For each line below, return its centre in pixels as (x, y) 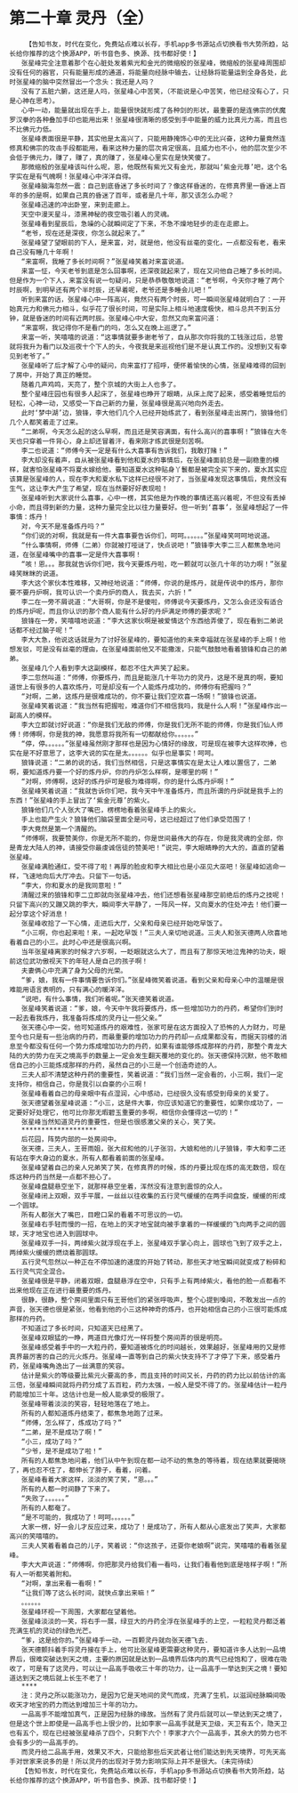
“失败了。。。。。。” (45, 1498)
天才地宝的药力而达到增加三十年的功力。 (79, 1705)
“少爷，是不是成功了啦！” (61, 1451)
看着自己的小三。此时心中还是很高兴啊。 (72, 942)
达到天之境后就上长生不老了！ (62, 1678)
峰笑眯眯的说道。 (36, 573)
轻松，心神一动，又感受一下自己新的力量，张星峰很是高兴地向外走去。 (119, 403)
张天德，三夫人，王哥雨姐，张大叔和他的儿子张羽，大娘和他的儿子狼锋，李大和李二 (150, 1149)
